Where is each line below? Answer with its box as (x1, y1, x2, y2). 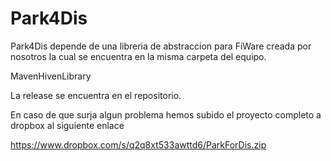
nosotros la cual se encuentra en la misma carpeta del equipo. (10, 50, 267, 62)
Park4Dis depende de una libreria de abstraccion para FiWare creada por (10, 40, 312, 52)
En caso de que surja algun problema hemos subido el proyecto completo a (10, 108, 322, 121)
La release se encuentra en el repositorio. (10, 89, 182, 101)
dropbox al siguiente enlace (10, 119, 125, 131)
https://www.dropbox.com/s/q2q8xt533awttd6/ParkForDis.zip (10, 138, 267, 151)
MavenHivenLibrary (10, 70, 92, 82)
